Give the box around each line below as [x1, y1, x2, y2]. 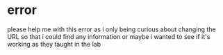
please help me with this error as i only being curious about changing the [7, 25, 217, 33]
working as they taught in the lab [7, 40, 101, 48]
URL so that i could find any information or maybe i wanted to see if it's [7, 32, 210, 40]
